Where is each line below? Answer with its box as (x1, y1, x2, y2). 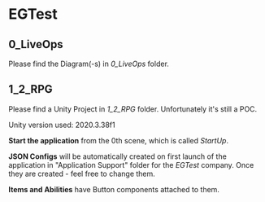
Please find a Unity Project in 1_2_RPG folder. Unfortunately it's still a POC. (8, 103, 258, 114)
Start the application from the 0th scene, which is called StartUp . (8, 135, 229, 145)
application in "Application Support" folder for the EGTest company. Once (8, 160, 254, 169)
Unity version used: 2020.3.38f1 (8, 120, 115, 130)
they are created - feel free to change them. (8, 169, 156, 178)
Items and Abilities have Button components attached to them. (8, 184, 219, 194)
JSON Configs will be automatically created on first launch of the (8, 151, 228, 161)
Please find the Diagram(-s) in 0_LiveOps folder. (8, 59, 169, 68)
